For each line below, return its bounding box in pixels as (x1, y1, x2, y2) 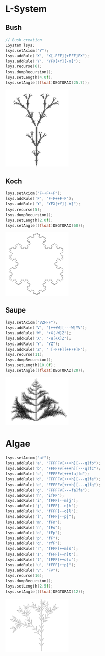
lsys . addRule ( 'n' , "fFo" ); (5, 525, 62, 530)
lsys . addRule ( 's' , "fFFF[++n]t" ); (5, 551, 79, 557)
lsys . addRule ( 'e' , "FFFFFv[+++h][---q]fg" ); (5, 482, 101, 487)
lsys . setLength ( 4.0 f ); (5, 75, 53, 80)
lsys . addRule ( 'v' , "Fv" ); (5, 568, 60, 573)
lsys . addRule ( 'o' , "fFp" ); (5, 530, 62, 535)
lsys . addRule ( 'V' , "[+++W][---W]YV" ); (5, 325, 87, 330)
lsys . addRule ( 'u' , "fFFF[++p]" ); (5, 562, 76, 567)
